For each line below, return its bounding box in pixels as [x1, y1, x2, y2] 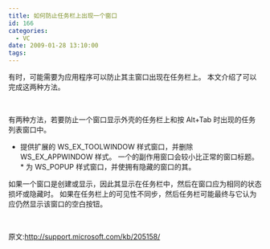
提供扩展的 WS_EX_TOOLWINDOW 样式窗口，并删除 [19, 142, 194, 151]
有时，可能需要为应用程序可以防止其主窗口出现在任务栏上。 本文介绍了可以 [8, 72, 257, 81]
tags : [8, 49, 27, 57]
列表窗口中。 [8, 125, 51, 134]
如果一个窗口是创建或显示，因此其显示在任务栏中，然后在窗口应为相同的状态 [8, 179, 262, 189]
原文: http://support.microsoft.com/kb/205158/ [8, 232, 161, 241]
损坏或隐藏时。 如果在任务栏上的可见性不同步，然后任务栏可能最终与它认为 [8, 190, 257, 198]
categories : [8, 27, 48, 35]
